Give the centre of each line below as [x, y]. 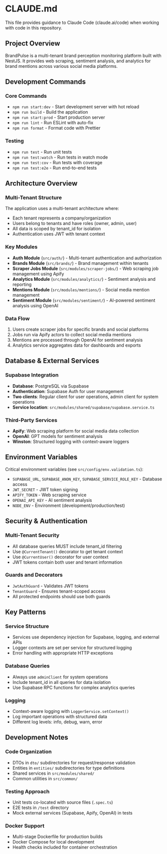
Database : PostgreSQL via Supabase [51, 386]
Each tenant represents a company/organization [62, 218]
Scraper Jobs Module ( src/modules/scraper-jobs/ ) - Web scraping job [85, 268]
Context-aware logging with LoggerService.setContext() [71, 711]
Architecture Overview [41, 183]
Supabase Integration [32, 375]
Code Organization [28, 752]
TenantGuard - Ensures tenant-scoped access [59, 591]
